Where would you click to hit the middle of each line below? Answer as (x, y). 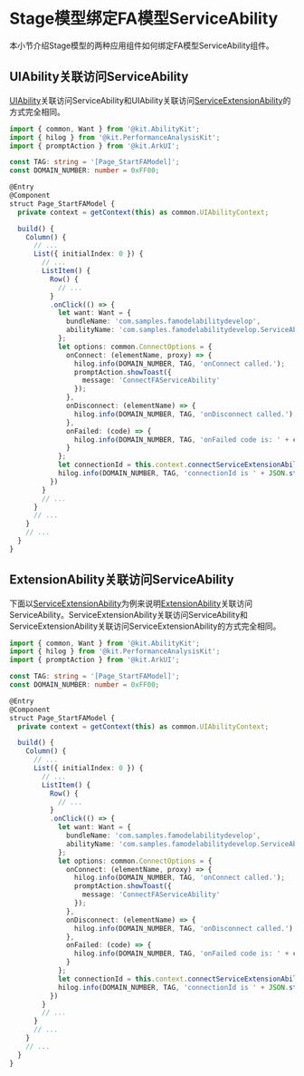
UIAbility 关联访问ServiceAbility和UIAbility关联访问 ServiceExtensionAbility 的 (150, 100)
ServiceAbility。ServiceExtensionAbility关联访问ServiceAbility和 (129, 614)
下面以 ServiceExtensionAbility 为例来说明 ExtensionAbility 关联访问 (131, 603)
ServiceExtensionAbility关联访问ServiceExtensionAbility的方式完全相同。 (145, 626)
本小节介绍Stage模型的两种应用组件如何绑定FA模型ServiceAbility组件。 (142, 45)
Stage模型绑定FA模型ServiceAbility (144, 19)
